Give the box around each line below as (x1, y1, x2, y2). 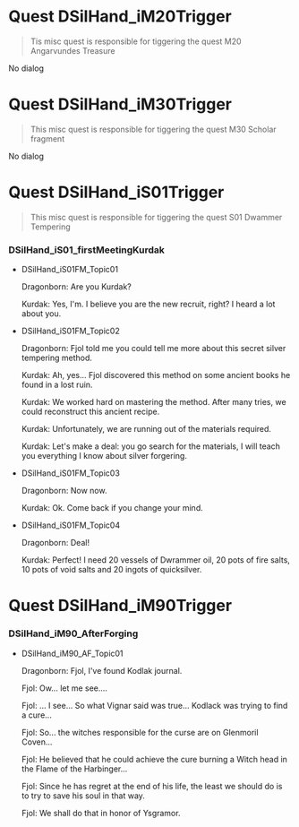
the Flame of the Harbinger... (21, 763, 128, 774)
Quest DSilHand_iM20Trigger (8, 6, 232, 27)
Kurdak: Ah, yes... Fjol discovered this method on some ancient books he (21, 370, 291, 381)
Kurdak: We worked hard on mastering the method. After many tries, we (21, 397, 287, 408)
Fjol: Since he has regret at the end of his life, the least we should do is (21, 780, 283, 791)
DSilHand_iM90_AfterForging (8, 627, 139, 640)
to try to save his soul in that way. (21, 790, 145, 801)
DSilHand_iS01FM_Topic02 (21, 325, 120, 337)
